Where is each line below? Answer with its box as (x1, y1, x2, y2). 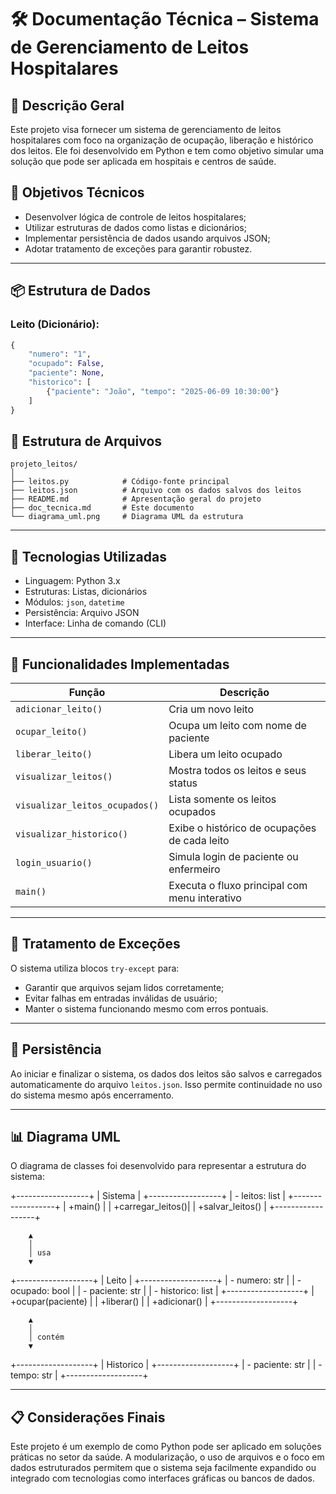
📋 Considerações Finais (10, 1409, 166, 1426)
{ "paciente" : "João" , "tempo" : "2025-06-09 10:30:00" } (46, 386, 280, 396)
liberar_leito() (15, 748, 93, 760)
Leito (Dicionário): (10, 317, 100, 331)
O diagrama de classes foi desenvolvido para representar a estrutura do (10, 1160, 307, 1172)
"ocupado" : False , (28, 359, 105, 369)
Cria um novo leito (168, 702, 255, 716)
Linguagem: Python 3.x (24, 575, 121, 587)
